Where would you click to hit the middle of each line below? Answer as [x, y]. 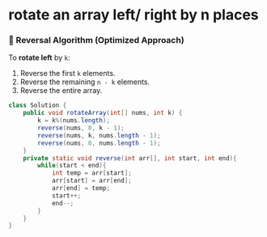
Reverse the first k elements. [68, 74]
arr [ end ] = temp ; [81, 188]
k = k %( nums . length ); [74, 121]
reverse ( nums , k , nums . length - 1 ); [99, 135]
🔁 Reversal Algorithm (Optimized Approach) [96, 40]
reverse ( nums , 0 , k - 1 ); [81, 128]
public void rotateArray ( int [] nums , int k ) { [103, 113]
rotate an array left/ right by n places [133, 15]
